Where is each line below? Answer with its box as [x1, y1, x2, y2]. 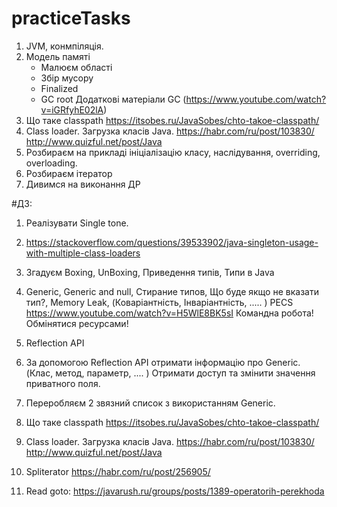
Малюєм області [40, 61, 113, 73]
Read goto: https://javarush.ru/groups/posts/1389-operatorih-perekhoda [25, 485, 325, 497]
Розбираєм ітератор [25, 167, 113, 179]
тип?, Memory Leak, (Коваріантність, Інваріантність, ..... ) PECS [25, 296, 294, 308]
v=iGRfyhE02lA [40, 103, 104, 116]
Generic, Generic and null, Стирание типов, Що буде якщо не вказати [25, 285, 319, 297]
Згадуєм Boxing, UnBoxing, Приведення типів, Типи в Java [25, 266, 275, 278]
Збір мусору [40, 72, 94, 84]
